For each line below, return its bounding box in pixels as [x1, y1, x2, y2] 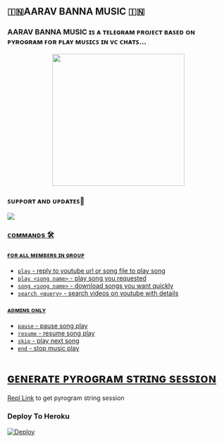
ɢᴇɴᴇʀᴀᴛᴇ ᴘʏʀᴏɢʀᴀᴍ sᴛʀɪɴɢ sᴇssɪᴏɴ [7, 370, 217, 386]
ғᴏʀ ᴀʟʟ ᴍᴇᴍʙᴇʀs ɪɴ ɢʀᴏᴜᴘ [7, 250, 85, 259]
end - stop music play [17, 344, 80, 353]
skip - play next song [17, 337, 80, 345]
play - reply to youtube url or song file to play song [17, 267, 166, 275]
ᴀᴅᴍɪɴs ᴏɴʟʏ [7, 306, 46, 314]
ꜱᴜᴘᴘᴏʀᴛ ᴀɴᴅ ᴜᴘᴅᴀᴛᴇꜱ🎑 [7, 196, 85, 206]
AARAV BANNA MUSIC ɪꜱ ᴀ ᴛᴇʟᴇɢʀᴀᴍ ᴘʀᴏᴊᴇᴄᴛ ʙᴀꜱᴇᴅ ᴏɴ [7, 27, 195, 37]
